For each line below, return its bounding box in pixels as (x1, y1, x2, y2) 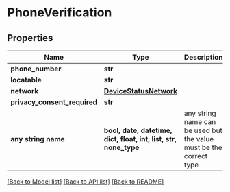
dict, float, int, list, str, (103, 134, 177, 143)
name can (183, 117, 216, 126)
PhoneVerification (7, 5, 112, 21)
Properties (7, 32, 53, 44)
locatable (10, 75, 42, 84)
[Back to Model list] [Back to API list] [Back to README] (7, 178, 164, 186)
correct (183, 152, 208, 160)
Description (183, 53, 224, 62)
